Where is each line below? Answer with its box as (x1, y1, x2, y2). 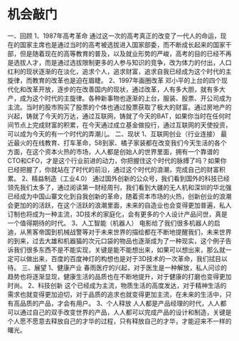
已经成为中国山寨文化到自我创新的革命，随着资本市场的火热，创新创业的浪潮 (7, 192, 232, 200)
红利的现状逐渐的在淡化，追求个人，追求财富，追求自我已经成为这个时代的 (7, 67, 225, 76)
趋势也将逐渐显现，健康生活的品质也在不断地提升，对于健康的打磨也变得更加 (7, 272, 232, 280)
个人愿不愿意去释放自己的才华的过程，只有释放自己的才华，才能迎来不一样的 (7, 317, 232, 325)
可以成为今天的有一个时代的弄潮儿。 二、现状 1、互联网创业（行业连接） (7, 129, 219, 138)
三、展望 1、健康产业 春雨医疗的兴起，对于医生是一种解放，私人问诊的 (21, 263, 228, 272)
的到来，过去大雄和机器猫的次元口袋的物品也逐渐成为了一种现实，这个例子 (7, 236, 225, 245)
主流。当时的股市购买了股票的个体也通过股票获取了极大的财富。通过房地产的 (7, 103, 232, 111)
